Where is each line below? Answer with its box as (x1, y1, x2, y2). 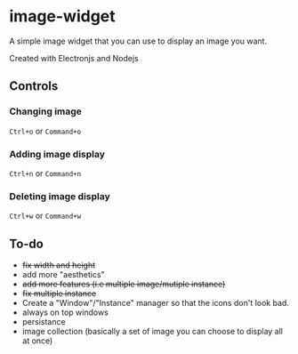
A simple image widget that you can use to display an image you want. (9, 36, 268, 46)
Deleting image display (9, 189, 111, 202)
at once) (21, 335, 53, 346)
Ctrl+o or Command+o (9, 125, 82, 136)
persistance (21, 317, 66, 327)
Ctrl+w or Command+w (9, 211, 82, 221)
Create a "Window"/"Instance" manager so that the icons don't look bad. (21, 298, 289, 309)
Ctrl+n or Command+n (9, 167, 82, 179)
